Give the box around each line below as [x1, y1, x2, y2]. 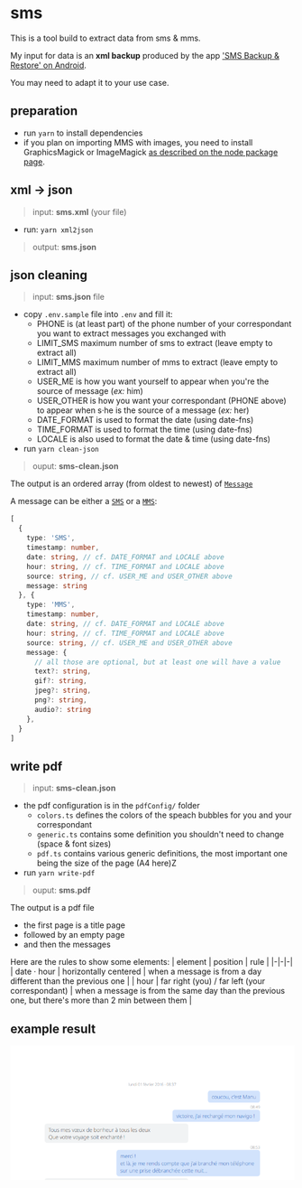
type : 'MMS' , [26, 600, 76, 610]
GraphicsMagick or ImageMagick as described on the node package [23, 146, 279, 157]
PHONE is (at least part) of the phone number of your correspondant [36, 319, 292, 330]
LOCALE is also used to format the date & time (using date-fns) [36, 434, 271, 444]
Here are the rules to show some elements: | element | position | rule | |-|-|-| [10, 957, 294, 968]
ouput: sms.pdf [32, 884, 91, 896]
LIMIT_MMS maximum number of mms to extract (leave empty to [36, 357, 279, 368]
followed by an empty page [23, 930, 125, 940]
